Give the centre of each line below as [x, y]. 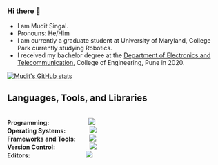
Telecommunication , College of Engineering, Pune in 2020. [101, 63]
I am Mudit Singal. [43, 26]
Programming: [28, 123]
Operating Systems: [37, 131]
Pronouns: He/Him [43, 33]
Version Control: [31, 147]
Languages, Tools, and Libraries [77, 98]
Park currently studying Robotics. [65, 48]
